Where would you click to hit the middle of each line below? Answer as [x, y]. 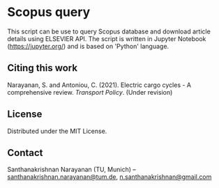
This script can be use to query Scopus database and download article [109, 31]
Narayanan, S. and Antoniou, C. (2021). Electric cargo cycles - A [99, 85]
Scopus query [49, 12]
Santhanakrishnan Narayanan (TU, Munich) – [71, 170]
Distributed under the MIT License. [57, 131]
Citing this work [43, 68]
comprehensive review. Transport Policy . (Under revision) [90, 92]
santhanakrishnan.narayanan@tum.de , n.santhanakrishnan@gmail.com [109, 177]
